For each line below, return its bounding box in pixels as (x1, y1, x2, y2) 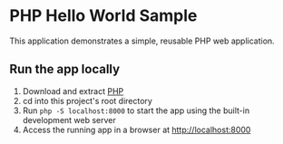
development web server (22, 114, 116, 125)
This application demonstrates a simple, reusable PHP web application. (9, 35, 275, 46)
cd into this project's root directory (22, 95, 152, 106)
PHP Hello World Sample (9, 5, 198, 26)
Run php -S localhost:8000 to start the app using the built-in (22, 105, 250, 116)
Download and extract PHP (22, 85, 124, 96)
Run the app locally (9, 62, 121, 77)
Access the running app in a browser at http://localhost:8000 (22, 124, 251, 135)
